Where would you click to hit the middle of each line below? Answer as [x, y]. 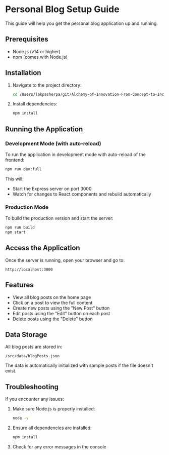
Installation [23, 73]
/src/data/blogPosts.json [32, 356]
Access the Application [43, 248]
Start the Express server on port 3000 [52, 188]
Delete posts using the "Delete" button [52, 319]
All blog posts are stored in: [34, 347]
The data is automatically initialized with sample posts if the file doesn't [79, 365]
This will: [14, 179]
